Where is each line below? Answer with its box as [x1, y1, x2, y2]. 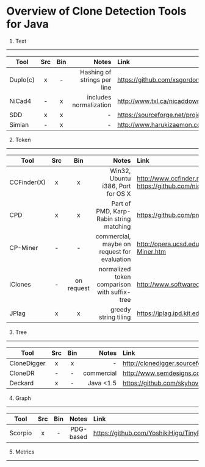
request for [99, 247, 131, 255]
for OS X [106, 189, 131, 198]
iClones [9, 280, 32, 288]
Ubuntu [109, 174, 131, 182]
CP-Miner [9, 243, 38, 252]
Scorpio [9, 429, 32, 437]
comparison [96, 280, 131, 288]
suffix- [110, 288, 131, 296]
